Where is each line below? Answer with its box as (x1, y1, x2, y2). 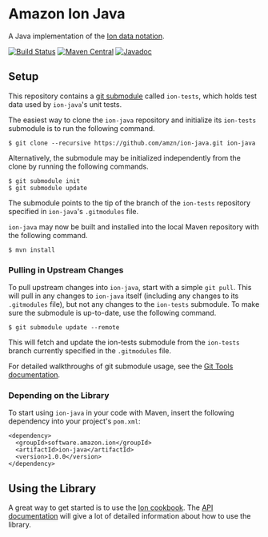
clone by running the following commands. (8, 161, 150, 171)
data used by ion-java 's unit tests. (8, 99, 122, 109)
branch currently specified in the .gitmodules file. (8, 346, 172, 356)
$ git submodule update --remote (8, 324, 120, 332)
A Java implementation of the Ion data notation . (8, 31, 165, 41)
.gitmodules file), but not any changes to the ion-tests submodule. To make (8, 300, 260, 309)
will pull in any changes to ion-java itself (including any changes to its (8, 291, 239, 300)
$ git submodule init (8, 177, 81, 185)
